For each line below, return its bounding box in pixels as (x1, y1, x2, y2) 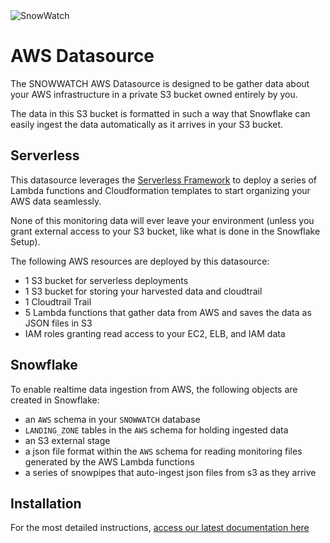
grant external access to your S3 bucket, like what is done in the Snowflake (10, 225, 321, 237)
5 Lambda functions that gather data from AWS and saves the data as (24, 306, 312, 318)
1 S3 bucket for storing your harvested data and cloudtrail (24, 285, 263, 297)
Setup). (10, 235, 41, 248)
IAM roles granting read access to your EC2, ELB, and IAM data (24, 327, 286, 339)
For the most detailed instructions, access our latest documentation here (10, 522, 310, 534)
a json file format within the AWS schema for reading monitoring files (24, 445, 303, 457)
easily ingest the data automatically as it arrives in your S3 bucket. (10, 118, 284, 130)
